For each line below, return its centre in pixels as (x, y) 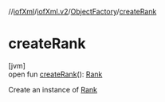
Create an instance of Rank (53, 89)
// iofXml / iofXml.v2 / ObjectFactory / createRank (82, 12)
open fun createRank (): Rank (55, 74)
